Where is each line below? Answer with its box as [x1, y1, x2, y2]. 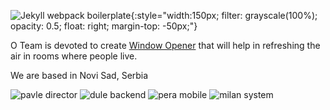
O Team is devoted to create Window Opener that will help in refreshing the [10, 40, 321, 51]
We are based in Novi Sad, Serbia [10, 70, 149, 81]
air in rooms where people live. [10, 50, 138, 62]
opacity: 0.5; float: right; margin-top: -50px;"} [10, 20, 198, 32]
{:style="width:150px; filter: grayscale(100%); [130, 10, 318, 21]
